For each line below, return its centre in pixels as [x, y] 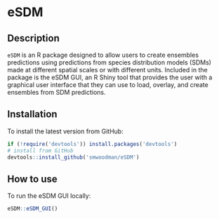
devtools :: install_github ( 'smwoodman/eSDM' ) [73, 157]
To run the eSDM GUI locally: [49, 196]
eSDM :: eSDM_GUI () [33, 209]
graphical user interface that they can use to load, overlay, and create [108, 85]
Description [33, 38]
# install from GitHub [40, 151]
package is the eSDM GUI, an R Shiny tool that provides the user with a [110, 77]
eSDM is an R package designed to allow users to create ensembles [103, 55]
